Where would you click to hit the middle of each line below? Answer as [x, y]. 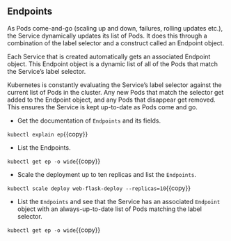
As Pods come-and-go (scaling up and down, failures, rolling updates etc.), [115, 28]
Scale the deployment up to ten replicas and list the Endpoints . [107, 174]
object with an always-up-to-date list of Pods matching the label [109, 209]
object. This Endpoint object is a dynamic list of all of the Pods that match [112, 64]
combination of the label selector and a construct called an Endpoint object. [116, 43]
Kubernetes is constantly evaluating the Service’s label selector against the [114, 85]
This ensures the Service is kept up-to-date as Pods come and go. [103, 107]
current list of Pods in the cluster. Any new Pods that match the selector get [115, 92]
